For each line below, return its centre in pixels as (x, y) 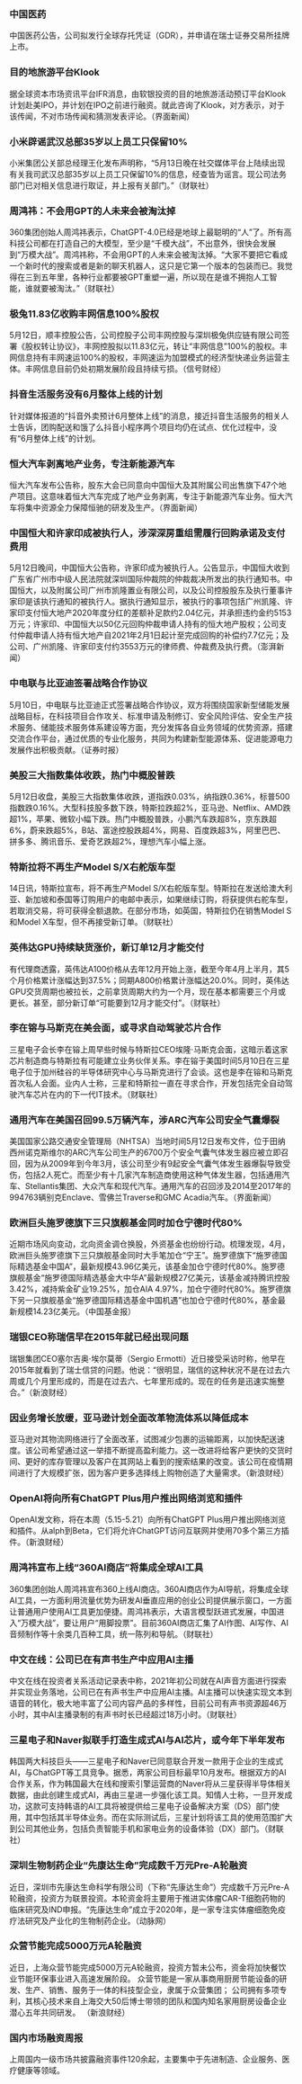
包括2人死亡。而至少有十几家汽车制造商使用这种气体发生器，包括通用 (153, 1175)
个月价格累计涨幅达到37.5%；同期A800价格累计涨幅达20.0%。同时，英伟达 (149, 980)
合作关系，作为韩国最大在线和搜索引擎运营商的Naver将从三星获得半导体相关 (151, 1784)
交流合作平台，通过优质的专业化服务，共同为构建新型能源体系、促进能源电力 (151, 738)
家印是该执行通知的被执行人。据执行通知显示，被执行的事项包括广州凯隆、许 (151, 602)
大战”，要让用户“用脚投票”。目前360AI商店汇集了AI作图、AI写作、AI (163, 1623)
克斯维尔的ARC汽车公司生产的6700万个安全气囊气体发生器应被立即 (157, 1152)
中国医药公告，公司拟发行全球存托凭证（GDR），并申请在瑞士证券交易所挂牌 (150, 36)
